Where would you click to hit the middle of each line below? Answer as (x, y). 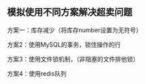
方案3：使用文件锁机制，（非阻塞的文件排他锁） (73, 59)
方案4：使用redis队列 (37, 73)
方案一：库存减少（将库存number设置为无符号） (75, 30)
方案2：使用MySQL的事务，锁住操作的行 (64, 44)
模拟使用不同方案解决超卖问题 (70, 12)
